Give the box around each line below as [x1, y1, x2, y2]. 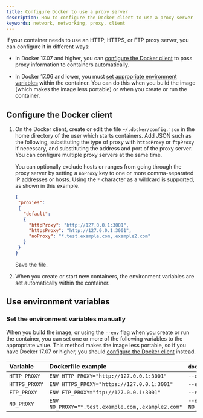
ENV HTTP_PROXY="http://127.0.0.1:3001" [49, 372, 167, 379]
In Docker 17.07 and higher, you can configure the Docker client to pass [14, 55, 193, 62]
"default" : [23, 211, 51, 217]
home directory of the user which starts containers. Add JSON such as [14, 132, 192, 140]
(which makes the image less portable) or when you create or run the [14, 86, 187, 93]
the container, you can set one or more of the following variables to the [6, 335, 183, 342]
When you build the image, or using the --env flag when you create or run [6, 329, 190, 336]
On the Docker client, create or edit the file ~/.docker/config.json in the [14, 126, 195, 133]
